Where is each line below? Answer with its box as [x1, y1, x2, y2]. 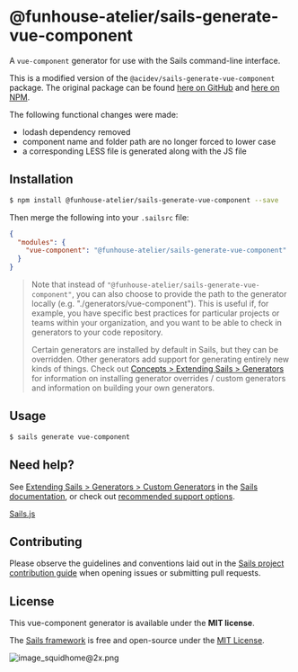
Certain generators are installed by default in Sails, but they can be [31, 345, 279, 354]
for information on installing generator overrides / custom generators [31, 373, 286, 383]
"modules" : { [17, 237, 66, 246]
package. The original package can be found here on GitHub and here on [9, 82, 280, 93]
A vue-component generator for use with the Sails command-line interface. [9, 55, 281, 66]
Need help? [9, 457, 74, 473]
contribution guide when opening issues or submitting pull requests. [9, 568, 261, 578]
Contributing [9, 533, 83, 550]
